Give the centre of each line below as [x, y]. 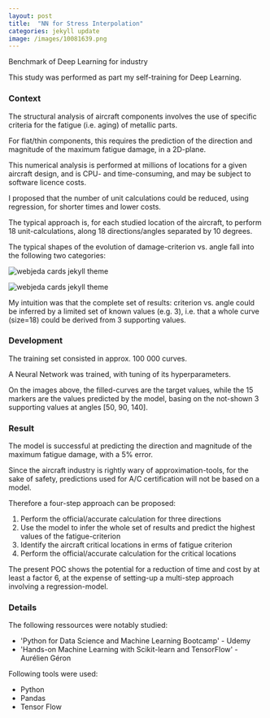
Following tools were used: [53, 674]
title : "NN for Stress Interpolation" [76, 24]
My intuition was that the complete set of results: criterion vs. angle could [131, 302]
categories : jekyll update [54, 31]
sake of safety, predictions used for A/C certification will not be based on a [134, 479]
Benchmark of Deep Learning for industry [78, 62]
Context [25, 98]
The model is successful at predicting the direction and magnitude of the [130, 446]
